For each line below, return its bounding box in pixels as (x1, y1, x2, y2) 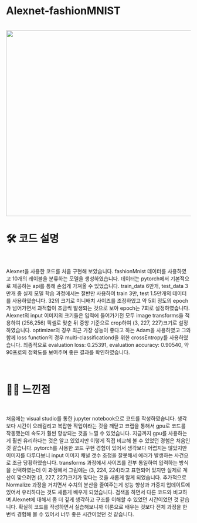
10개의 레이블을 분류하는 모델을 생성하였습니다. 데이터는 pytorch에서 (12, 275, 169, 282)
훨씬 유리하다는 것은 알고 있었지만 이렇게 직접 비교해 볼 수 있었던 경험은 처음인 (12, 437, 191, 444)
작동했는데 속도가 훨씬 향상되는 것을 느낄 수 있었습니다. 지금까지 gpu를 (6, 429, 167, 436)
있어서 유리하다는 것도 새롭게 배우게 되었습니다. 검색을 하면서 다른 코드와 (6, 488, 172, 495)
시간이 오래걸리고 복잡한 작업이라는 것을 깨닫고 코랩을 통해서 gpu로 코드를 (16, 422, 186, 429)
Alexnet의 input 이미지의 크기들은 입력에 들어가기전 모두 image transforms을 (6, 312, 184, 319)
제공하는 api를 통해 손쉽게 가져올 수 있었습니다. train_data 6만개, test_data (12, 282, 184, 289)
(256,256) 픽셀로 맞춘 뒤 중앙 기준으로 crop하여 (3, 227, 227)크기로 (21, 319, 178, 326)
